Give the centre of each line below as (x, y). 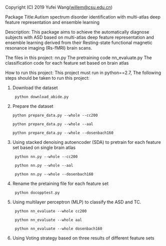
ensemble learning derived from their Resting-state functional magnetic (79, 43)
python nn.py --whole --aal (44, 165)
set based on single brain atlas (44, 148)
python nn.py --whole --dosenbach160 (54, 174)
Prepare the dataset (33, 106)
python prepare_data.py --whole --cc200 (55, 115)
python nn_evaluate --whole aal (48, 220)
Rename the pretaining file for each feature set (60, 183)
